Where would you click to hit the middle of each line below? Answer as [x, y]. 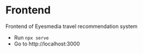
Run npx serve [31, 37]
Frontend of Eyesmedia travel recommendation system [71, 26]
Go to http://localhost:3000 [47, 44]
